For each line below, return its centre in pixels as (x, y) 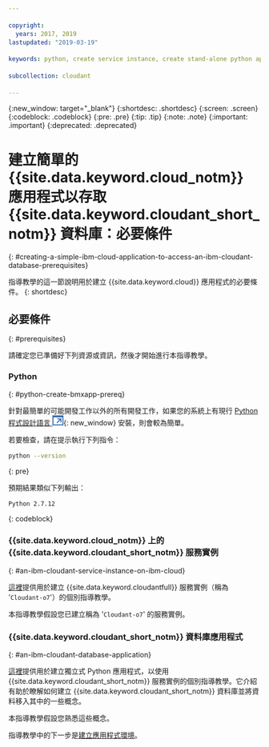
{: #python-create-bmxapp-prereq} (67, 394)
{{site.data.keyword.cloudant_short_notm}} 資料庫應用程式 (126, 637)
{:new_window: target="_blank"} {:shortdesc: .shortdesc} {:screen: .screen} (133, 108)
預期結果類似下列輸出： (47, 487)
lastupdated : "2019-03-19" (53, 42)
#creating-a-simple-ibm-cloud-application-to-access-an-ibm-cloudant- (134, 257)
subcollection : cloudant (50, 76)
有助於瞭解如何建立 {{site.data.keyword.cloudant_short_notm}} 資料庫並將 (130, 691)
